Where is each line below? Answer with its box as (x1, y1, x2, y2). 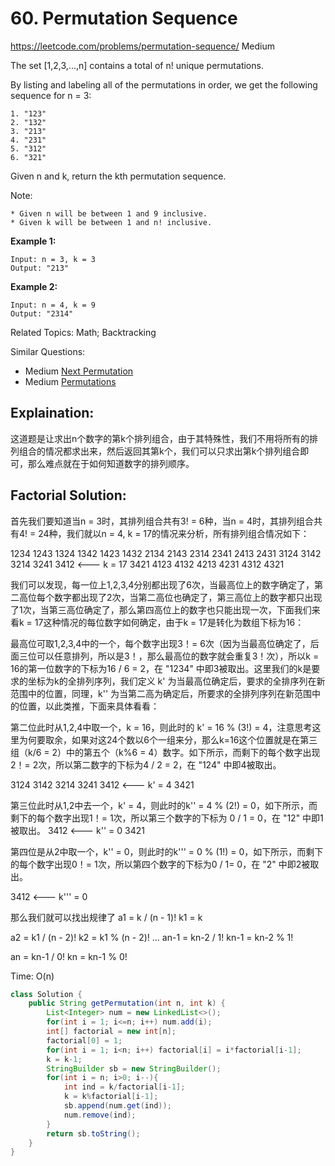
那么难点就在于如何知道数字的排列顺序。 (27, 457, 195, 469)
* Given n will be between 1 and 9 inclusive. (10, 208, 208, 219)
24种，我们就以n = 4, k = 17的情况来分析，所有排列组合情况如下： (38, 527, 310, 539)
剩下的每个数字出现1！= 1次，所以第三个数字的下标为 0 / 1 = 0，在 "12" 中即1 (10, 812, 324, 824)
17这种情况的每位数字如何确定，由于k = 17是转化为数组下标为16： (34, 616, 305, 628)
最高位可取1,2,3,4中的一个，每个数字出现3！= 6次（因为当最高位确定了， (10, 637, 311, 649)
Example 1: (10, 235, 57, 247)
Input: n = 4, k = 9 (10, 300, 97, 310)
